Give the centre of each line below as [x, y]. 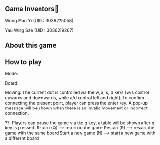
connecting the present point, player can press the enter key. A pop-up [76, 103]
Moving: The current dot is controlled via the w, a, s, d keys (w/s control [77, 92]
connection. [17, 113]
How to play [23, 62]
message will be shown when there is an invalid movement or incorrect [76, 108]
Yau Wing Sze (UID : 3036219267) [40, 30]
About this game [31, 45]
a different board [22, 138]
